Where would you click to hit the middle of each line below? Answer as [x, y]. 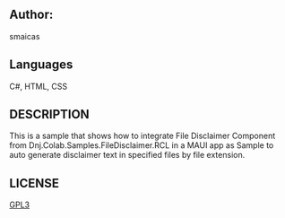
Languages [41, 65]
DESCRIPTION [49, 114]
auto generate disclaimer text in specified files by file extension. [127, 155]
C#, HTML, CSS [39, 86]
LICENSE [35, 183]
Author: [31, 15]
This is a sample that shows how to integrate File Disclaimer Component [142, 136]
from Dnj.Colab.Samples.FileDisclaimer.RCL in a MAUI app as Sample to [142, 145]
